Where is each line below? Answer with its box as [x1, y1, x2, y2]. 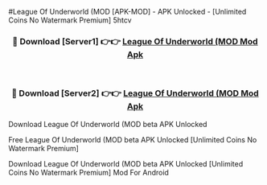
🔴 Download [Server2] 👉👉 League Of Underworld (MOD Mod [11, 88, 259, 99]
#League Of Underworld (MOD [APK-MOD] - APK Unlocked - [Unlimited [8, 7, 247, 16]
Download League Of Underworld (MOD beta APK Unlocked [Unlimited [8, 158, 244, 168]
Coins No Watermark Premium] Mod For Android [8, 167, 169, 177]
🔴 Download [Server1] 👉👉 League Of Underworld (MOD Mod [11, 35, 259, 47]
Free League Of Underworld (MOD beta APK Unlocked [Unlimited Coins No [8, 134, 257, 144]
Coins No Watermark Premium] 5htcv [8, 15, 132, 25]
